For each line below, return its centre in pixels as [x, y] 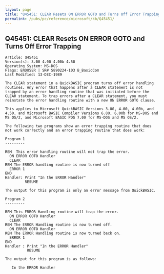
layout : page [18, 10]
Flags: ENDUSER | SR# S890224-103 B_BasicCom [52, 71]
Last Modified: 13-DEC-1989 [34, 75]
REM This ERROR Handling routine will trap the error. [62, 212]
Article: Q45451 [21, 58]
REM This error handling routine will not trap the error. [68, 152]
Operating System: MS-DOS [31, 66]
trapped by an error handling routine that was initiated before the [77, 92]
